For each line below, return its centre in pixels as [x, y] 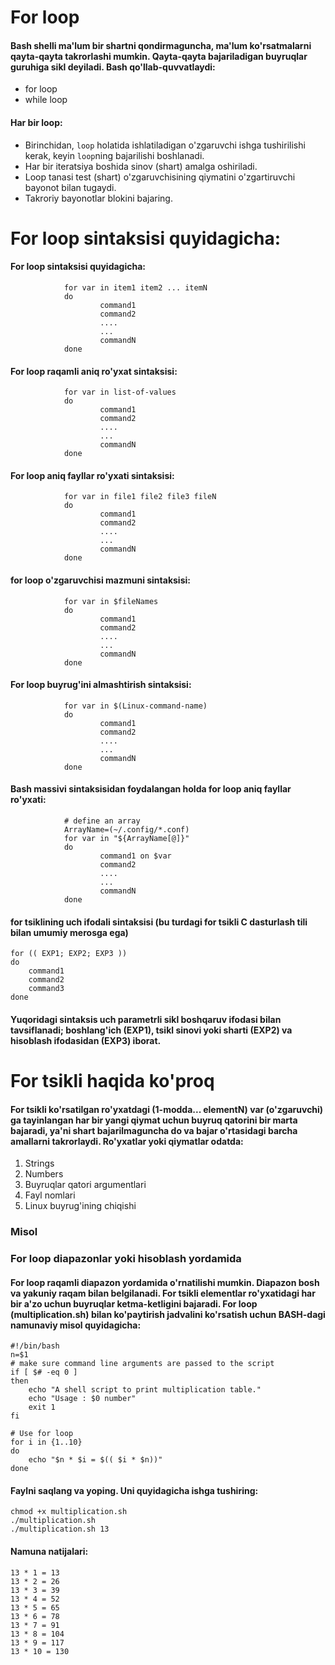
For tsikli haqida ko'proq [112, 1080]
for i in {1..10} [46, 1442]
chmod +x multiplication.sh [69, 1512]
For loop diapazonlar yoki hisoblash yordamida [126, 1259]
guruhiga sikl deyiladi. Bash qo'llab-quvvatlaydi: [113, 67]
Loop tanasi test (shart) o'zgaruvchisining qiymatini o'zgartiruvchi [160, 177]
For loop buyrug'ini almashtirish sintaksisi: [101, 685]
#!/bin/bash [35, 1346]
